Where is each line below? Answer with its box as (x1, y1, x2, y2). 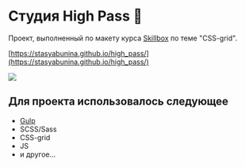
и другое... (19, 150, 56, 159)
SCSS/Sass (19, 124, 57, 134)
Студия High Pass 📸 (8, 7, 143, 25)
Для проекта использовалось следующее (8, 95, 228, 108)
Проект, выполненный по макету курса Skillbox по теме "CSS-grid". (8, 33, 238, 43)
